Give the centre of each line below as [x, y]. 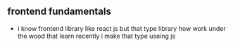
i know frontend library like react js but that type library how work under [122, 28]
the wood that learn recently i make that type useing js [96, 36]
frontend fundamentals [59, 12]
